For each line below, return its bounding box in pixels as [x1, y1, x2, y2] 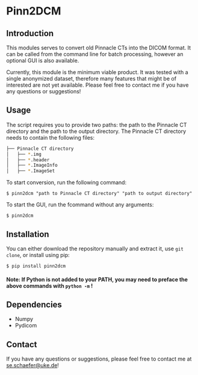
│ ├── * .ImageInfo [6, 163, 58, 169]
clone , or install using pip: [6, 252, 70, 258]
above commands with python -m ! [6, 282, 93, 290]
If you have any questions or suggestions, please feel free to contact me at [6, 355, 192, 362]
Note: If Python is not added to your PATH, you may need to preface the [6, 276, 188, 283]
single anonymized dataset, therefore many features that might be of [6, 75, 176, 82]
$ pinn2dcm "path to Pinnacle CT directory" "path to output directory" [6, 191, 193, 197]
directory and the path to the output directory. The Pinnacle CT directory [6, 128, 187, 135]
